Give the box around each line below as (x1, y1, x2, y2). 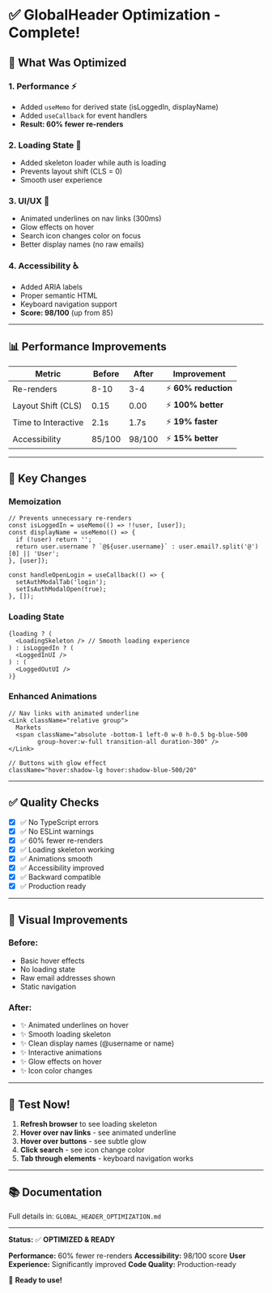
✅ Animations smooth (19, 853, 93, 863)
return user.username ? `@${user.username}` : (15, 543, 176, 551)
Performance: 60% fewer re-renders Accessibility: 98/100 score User (8, 1251, 246, 1261)
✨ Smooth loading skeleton (19, 1029, 112, 1039)
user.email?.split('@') (178, 543, 259, 551)
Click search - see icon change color (19, 1145, 145, 1154)
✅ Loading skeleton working (19, 844, 115, 854)
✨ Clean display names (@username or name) (19, 1038, 175, 1048)
